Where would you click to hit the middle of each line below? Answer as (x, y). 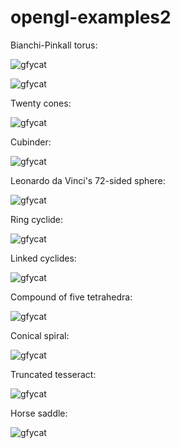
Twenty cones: (41, 103)
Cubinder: (31, 142)
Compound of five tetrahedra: (71, 297)
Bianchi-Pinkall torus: (54, 45)
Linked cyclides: (43, 258)
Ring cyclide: (37, 219)
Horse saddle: (39, 413)
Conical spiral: (40, 335)
